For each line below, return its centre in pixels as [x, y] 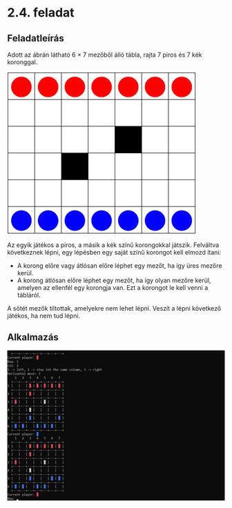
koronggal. [22, 62]
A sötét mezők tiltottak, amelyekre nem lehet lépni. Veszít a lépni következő [114, 308]
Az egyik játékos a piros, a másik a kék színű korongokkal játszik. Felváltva [113, 245]
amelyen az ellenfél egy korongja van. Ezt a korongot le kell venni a [113, 287]
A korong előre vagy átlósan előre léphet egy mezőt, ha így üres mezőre [119, 266]
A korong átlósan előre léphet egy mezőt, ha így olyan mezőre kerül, [114, 280]
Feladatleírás [36, 38]
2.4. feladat [41, 13]
